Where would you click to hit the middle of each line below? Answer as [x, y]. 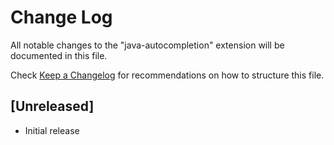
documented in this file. [59, 55]
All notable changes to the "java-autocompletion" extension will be [147, 45]
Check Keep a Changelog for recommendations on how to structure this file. [167, 75]
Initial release [52, 130]
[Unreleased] [52, 106]
